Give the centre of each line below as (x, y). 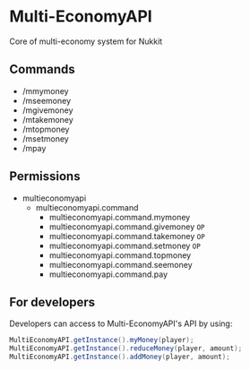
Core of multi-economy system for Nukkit (86, 41)
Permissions (45, 176)
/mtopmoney (46, 129)
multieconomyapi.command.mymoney (120, 217)
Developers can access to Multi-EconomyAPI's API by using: (121, 323)
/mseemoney (47, 100)
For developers (52, 302)
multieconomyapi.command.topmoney (120, 255)
